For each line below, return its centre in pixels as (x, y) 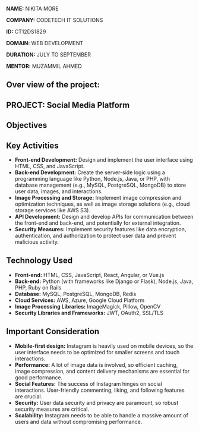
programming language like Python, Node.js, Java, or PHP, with (92, 178)
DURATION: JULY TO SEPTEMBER (48, 55)
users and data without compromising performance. (78, 421)
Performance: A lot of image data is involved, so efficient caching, (96, 364)
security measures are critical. (52, 409)
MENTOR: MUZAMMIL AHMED (44, 66)
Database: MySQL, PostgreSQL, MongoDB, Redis (75, 294)
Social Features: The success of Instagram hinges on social (88, 383)
